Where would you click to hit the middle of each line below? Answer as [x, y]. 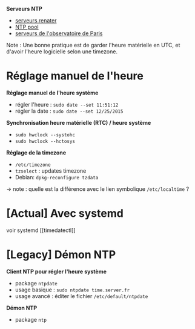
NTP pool [27, 27]
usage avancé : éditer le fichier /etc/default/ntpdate [81, 296]
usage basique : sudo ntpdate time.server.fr [72, 290]
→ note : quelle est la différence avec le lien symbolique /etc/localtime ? [98, 189]
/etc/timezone [33, 165]
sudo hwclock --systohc [45, 135]
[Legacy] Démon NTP [61, 255]
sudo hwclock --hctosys [45, 141]
